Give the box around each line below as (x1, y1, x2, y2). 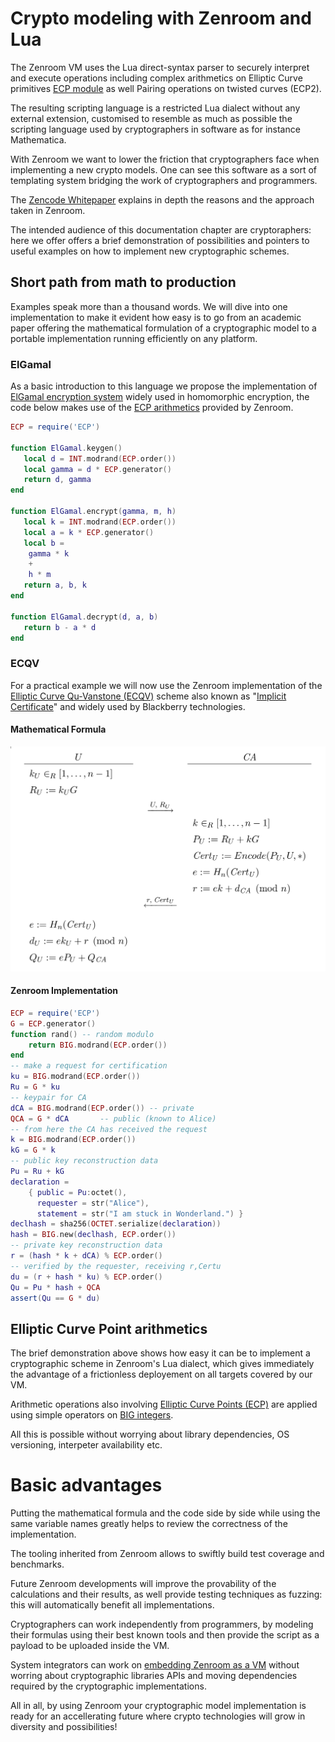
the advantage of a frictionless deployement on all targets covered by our (10, 1368, 313, 1381)
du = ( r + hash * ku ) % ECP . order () (10, 1272, 163, 1282)
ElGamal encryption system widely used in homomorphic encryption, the (10, 391, 310, 403)
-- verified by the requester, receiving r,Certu (10, 1261, 222, 1271)
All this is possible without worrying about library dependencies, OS (10, 1428, 290, 1441)
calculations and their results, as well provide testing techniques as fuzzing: (10, 1588, 323, 1601)
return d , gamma (23, 475, 92, 485)
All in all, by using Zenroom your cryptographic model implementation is (10, 1700, 307, 1712)
